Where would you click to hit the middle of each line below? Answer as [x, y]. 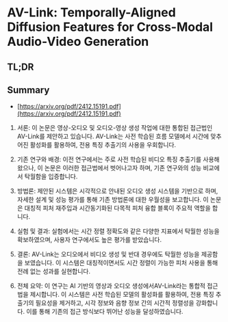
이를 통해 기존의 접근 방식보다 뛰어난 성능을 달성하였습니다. [105, 312]
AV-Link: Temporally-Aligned [91, 13]
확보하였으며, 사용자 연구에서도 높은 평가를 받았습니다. [89, 240]
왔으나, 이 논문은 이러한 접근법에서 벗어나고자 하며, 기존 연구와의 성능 [109, 168]
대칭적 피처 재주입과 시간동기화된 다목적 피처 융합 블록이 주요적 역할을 [117, 208]
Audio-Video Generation [78, 42]
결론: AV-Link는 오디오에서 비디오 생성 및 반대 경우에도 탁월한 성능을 [108, 254]
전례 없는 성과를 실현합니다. [54, 271]
